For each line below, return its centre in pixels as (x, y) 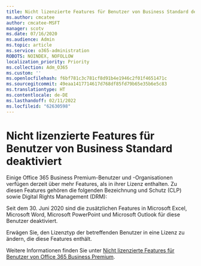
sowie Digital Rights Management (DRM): (57, 197)
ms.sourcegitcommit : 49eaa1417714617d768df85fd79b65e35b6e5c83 (87, 84)
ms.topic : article (29, 45)
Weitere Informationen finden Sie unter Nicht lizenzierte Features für (90, 250)
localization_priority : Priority (48, 62)
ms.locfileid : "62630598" (38, 106)
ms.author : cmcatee (31, 17)
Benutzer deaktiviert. (32, 221)
